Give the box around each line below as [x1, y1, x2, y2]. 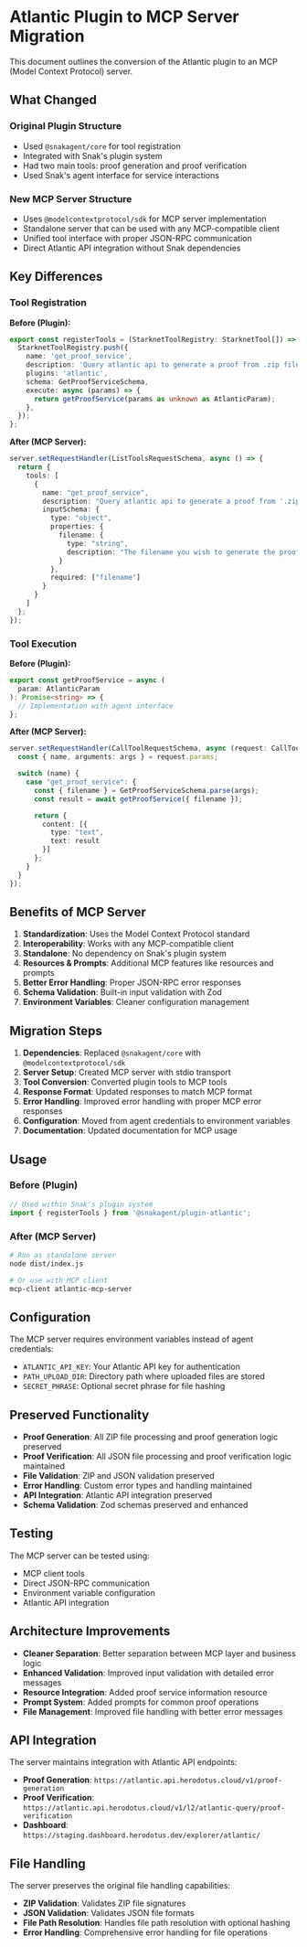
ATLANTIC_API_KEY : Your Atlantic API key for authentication [22, 1361, 240, 1373]
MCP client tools [22, 1567, 85, 1578]
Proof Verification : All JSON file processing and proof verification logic [22, 1451, 292, 1462]
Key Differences [9, 269, 103, 284]
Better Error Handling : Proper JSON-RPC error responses [22, 977, 242, 989]
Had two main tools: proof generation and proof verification [22, 160, 247, 171]
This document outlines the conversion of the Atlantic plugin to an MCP [9, 56, 279, 67]
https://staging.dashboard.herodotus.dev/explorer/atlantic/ [22, 1831, 261, 1840]
